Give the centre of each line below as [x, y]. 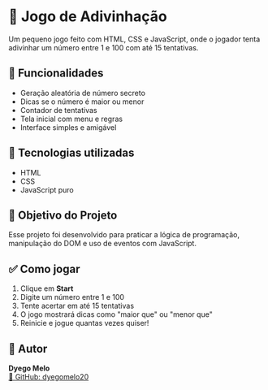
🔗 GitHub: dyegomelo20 [49, 377]
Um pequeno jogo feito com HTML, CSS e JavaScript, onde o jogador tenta [134, 39]
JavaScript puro [47, 189]
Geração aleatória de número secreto [83, 93]
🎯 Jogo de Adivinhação [88, 17]
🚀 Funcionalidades [56, 74]
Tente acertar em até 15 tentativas [77, 306]
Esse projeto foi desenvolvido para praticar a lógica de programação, [124, 235]
